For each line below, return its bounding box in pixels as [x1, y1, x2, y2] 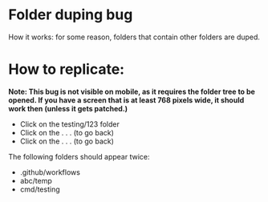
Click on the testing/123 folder [19, 119, 120, 129]
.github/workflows [19, 167, 80, 177]
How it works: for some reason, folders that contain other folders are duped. [8, 32, 261, 42]
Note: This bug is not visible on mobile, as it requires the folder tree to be [8, 87, 255, 96]
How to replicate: [8, 60, 125, 79]
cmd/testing [19, 184, 60, 194]
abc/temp [19, 176, 52, 185]
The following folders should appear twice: [8, 151, 150, 161]
